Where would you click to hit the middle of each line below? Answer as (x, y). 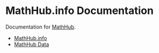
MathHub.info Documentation (79, 11)
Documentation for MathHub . (41, 27)
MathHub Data (31, 44)
